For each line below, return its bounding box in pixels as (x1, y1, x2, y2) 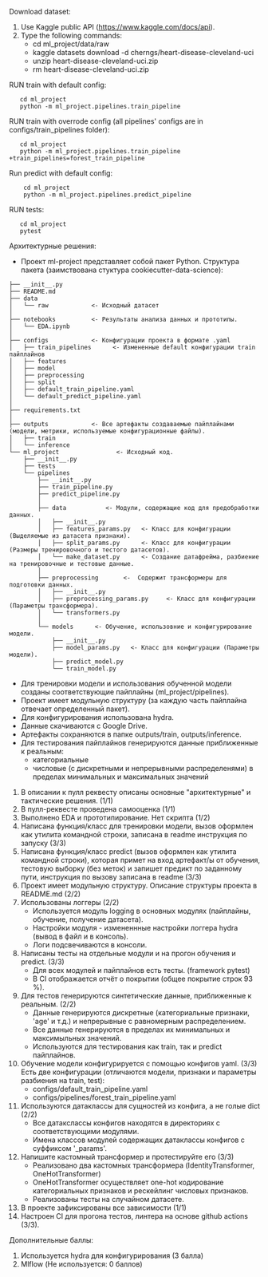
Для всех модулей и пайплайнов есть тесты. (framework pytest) (32, 966, 250, 975)
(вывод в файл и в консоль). (32, 931, 128, 941)
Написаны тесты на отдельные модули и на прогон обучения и (20, 949, 236, 958)
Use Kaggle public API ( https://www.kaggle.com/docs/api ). (20, 22, 215, 31)
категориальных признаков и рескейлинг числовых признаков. (32, 1186, 249, 1196)
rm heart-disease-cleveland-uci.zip (32, 65, 150, 74)
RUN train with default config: (9, 80, 107, 89)
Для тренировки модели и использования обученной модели (20, 678, 232, 688)
